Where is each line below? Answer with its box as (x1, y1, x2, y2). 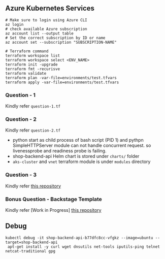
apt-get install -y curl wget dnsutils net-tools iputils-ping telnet (7, 244, 160, 249)
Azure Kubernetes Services (5, 4, 95, 13)
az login (5, 22, 24, 27)
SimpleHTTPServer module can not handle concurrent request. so (12, 142, 151, 149)
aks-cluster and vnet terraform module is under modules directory (12, 158, 151, 165)
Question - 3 (5, 171, 37, 178)
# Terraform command (5, 48, 49, 54)
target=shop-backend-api (5, 240, 58, 245)
